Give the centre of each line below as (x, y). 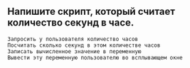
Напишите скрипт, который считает (91, 12)
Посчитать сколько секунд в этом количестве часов (84, 45)
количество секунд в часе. (71, 23)
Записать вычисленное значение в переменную (74, 51)
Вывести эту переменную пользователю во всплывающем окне (95, 57)
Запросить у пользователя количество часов (73, 39)
